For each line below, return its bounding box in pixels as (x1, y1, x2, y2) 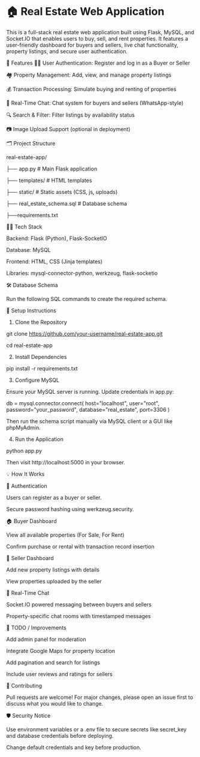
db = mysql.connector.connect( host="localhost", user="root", (6, 399, 160, 407)
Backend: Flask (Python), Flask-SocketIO (6, 235, 107, 242)
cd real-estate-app (6, 342, 53, 349)
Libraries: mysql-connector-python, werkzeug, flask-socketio (6, 269, 158, 276)
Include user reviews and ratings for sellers (6, 670, 113, 677)
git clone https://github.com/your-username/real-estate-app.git (6, 330, 163, 337)
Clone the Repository (14, 318, 68, 326)
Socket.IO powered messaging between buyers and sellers (6, 601, 151, 608)
